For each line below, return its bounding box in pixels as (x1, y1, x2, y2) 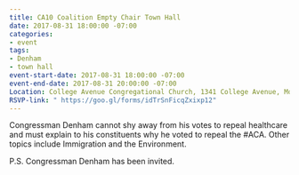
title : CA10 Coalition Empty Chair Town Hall (9, 12, 181, 22)
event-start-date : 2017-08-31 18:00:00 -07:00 (9, 71, 185, 80)
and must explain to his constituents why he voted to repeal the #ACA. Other (9, 130, 290, 140)
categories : (9, 29, 53, 38)
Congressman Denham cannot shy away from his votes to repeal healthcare (9, 120, 288, 131)
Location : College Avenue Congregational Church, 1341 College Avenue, (9, 87, 280, 96)
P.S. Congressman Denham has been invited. (9, 156, 175, 167)
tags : (9, 46, 29, 55)
